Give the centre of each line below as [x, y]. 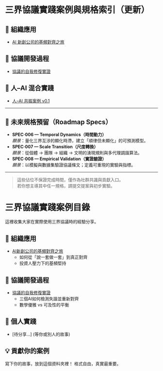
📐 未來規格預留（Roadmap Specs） [58, 122]
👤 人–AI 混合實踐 [30, 88]
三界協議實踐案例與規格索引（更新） [77, 10]
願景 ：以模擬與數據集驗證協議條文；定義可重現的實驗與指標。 [74, 165]
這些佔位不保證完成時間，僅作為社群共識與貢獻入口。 [70, 180]
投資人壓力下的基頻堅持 [43, 263]
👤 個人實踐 [21, 322]
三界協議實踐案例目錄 [48, 207]
